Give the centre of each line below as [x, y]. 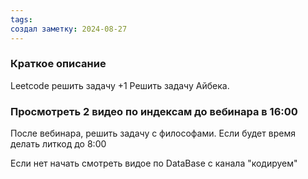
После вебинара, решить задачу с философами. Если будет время [153, 133]
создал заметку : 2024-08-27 [69, 29]
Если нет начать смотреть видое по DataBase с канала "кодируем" [154, 163]
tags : [21, 19]
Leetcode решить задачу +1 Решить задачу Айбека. [120, 85]
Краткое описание [58, 64]
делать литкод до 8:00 [58, 144]
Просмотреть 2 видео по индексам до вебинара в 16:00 [154, 111]
